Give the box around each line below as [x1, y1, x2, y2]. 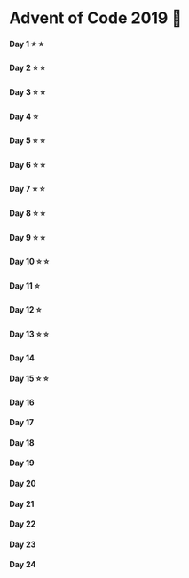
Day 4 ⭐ [9, 111, 39, 122]
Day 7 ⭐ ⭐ [9, 184, 46, 194]
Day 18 [9, 437, 35, 447]
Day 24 [9, 559, 36, 570]
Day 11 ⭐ [9, 280, 40, 291]
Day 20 [9, 479, 37, 489]
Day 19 [9, 457, 35, 469]
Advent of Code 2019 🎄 [9, 8, 183, 28]
